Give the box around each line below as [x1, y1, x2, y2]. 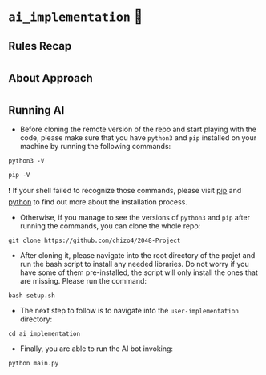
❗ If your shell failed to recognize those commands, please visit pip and [8, 186, 242, 196]
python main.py [8, 360, 59, 368]
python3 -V [8, 157, 45, 165]
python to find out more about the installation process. [8, 197, 188, 207]
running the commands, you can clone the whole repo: [19, 221, 201, 231]
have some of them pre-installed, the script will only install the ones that [19, 268, 258, 277]
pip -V [8, 171, 30, 179]
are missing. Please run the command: [19, 276, 147, 286]
